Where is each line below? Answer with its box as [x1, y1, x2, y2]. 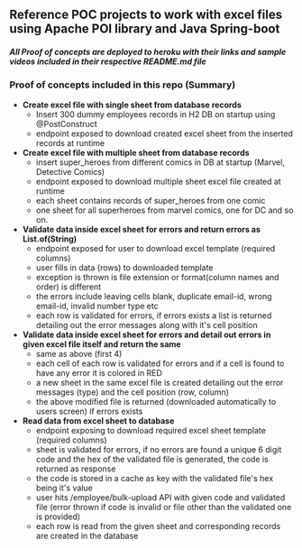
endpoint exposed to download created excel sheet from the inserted [35, 128, 293, 139]
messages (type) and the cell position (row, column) [35, 387, 230, 397]
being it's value [35, 482, 93, 493]
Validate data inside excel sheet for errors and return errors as [22, 224, 261, 234]
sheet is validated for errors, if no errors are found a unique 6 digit [35, 443, 282, 454]
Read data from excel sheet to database [22, 415, 175, 426]
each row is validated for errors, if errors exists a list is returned [35, 310, 272, 321]
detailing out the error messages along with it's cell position [35, 319, 259, 330]
